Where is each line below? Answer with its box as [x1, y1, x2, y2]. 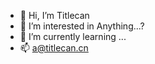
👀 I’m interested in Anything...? [19, 20, 145, 32]
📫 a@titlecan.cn [19, 42, 89, 54]
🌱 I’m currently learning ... [19, 31, 127, 42]
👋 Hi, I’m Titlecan [19, 10, 90, 21]
